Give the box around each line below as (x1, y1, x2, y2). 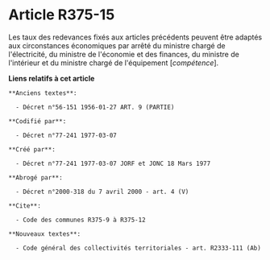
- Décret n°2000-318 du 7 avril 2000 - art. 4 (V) (15, 188, 189, 196)
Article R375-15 (8, 6, 115, 24)
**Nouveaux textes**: (8, 229, 81, 238)
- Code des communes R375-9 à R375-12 (15, 216, 147, 224)
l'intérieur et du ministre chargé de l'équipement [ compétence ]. (8, 58, 219, 68)
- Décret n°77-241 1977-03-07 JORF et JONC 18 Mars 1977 (15, 159, 211, 167)
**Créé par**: (8, 145, 56, 154)
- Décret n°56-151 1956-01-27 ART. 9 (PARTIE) (15, 103, 175, 111)
